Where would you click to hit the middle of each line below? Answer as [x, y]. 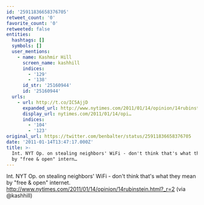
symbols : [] [27, 46]
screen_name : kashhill [51, 63]
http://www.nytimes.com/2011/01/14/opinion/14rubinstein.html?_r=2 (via [96, 189]
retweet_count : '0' [31, 18]
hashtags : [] [28, 40]
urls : [19, 97]
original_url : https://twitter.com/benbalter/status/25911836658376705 [99, 137]
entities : [19, 35]
